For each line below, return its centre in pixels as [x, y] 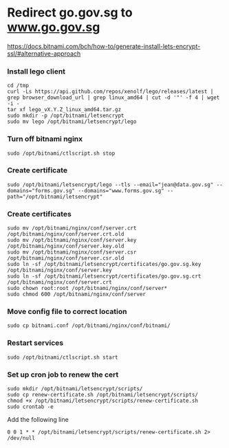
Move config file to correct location [67, 312]
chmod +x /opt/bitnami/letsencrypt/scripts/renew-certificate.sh [102, 401]
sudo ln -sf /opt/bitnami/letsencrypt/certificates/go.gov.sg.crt [104, 276]
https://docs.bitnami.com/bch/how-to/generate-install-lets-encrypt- [104, 46]
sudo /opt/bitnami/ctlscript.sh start [63, 357]
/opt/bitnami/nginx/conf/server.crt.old [66, 234]
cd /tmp [18, 86]
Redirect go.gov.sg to [70, 13]
